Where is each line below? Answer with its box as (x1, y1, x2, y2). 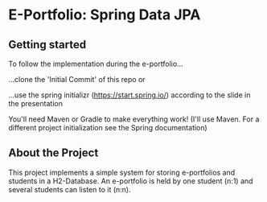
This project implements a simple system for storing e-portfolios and (8, 167, 236, 177)
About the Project (8, 146, 99, 160)
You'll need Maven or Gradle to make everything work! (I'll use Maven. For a (8, 114, 260, 124)
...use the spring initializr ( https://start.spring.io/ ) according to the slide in (8, 90, 251, 100)
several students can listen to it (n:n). (8, 184, 131, 194)
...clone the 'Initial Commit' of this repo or (8, 75, 146, 84)
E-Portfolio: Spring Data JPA (8, 6, 201, 24)
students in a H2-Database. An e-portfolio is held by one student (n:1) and (8, 175, 253, 186)
